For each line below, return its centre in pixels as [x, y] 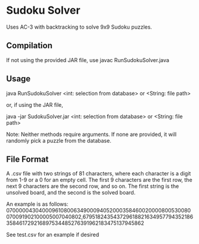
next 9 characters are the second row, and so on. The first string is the [93, 186]
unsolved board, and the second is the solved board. [71, 193]
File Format [27, 159]
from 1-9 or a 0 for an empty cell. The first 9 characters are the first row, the [99, 180]
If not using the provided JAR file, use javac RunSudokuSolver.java [88, 60]
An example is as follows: [37, 204]
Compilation [29, 46]
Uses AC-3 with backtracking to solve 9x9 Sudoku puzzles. [79, 27]
